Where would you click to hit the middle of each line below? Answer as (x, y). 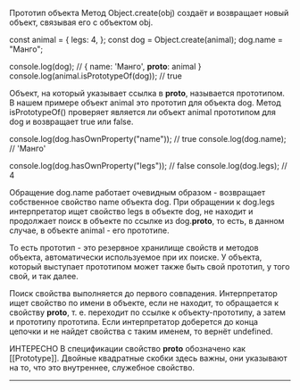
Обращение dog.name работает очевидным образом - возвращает (137, 192)
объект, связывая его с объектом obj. (81, 22)
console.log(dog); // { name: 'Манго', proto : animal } (105, 66)
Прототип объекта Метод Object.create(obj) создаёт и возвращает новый (149, 13)
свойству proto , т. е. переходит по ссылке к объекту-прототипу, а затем (147, 312)
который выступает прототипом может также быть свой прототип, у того (150, 266)
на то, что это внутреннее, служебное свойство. (102, 368)
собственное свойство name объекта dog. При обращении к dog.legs (142, 202)
